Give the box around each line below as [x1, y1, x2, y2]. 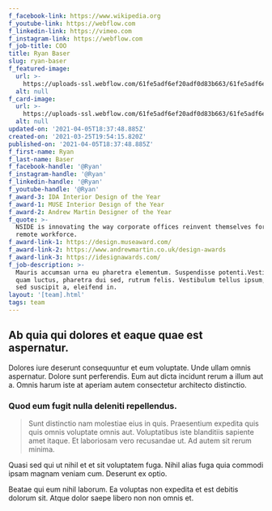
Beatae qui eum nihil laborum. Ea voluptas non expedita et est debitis [8, 484, 239, 494]
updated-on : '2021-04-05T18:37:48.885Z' [8, 125, 147, 133]
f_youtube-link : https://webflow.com [8, 19, 136, 28]
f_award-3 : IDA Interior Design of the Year [8, 192, 161, 201]
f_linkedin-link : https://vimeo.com [8, 27, 132, 35]
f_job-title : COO [8, 42, 67, 50]
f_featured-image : [8, 65, 70, 73]
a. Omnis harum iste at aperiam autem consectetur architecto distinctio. [8, 380, 247, 389]
